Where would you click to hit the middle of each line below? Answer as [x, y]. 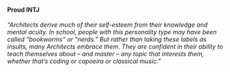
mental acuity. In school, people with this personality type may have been [112, 32]
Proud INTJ [23, 10]
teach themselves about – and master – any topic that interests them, [106, 54]
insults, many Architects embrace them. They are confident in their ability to [115, 47]
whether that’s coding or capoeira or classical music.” [84, 61]
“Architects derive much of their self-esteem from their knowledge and [107, 25]
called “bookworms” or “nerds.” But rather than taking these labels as [107, 39]
